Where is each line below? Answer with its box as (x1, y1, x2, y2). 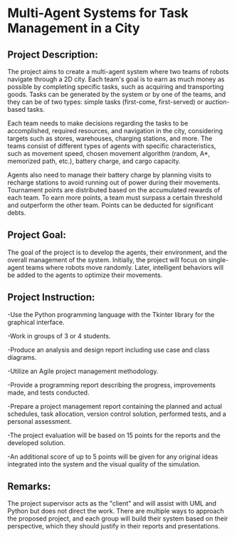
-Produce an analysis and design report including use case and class (7, 345, 210, 354)
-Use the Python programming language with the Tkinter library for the (7, 310, 215, 318)
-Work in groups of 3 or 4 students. (7, 331, 111, 340)
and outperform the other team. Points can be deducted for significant (7, 201, 214, 209)
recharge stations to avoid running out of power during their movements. (7, 178, 221, 187)
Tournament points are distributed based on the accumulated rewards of (7, 186, 221, 194)
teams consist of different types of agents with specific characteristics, (7, 142, 216, 150)
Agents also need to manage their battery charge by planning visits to (7, 171, 212, 179)
